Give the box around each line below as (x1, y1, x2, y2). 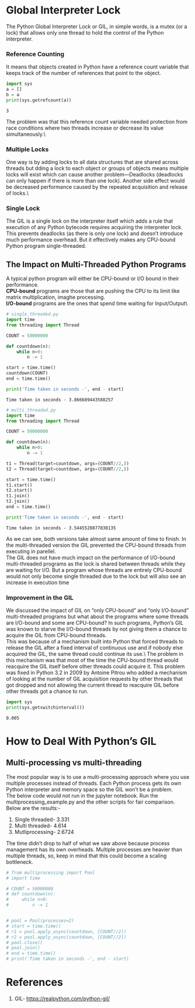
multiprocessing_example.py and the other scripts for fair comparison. (6, 798, 175, 805)
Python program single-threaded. (6, 243, 86, 250)
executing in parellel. (6, 547, 57, 554)
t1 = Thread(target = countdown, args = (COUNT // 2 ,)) (6, 461, 130, 466)
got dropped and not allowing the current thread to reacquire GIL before (6, 682, 179, 689)
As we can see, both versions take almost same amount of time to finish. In (6, 535, 187, 542)
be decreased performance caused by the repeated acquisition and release (6, 183, 188, 190)
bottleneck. (6, 858, 33, 865)
